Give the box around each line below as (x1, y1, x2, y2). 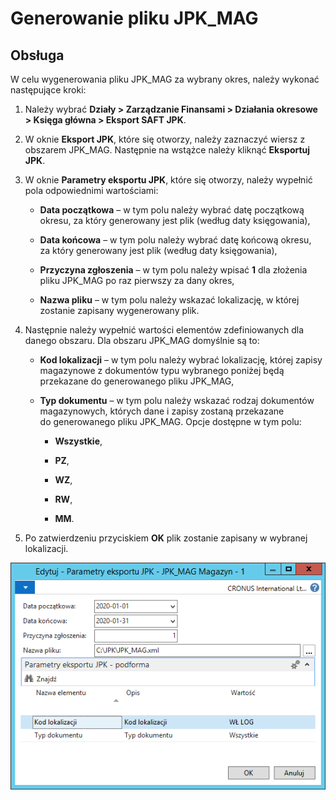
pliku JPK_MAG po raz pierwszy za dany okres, (39, 275, 235, 286)
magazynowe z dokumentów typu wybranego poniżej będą (39, 365, 285, 376)
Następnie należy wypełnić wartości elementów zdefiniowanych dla (24, 324, 305, 336)
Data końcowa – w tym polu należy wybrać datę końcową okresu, (39, 234, 312, 246)
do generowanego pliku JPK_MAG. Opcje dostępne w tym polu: (39, 416, 302, 427)
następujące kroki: (10, 84, 87, 96)
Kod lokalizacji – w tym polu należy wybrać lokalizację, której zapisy (39, 354, 323, 366)
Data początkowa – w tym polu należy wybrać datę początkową (39, 204, 305, 216)
